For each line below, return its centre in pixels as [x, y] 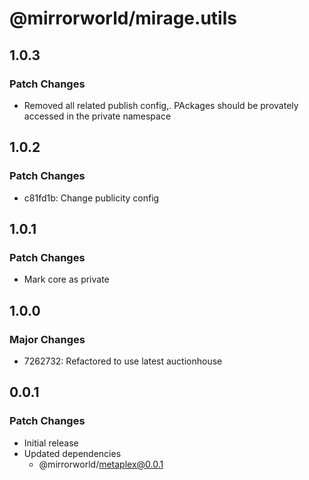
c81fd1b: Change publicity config [91, 198]
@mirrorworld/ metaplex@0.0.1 [101, 464]
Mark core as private [66, 279]
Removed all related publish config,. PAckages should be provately [161, 105]
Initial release [51, 443]
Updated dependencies [72, 453]
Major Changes [47, 339]
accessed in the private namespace [97, 116]
